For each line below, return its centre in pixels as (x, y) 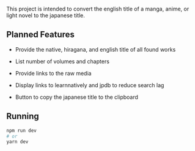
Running (23, 116)
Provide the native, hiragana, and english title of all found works (95, 49)
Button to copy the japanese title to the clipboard (77, 97)
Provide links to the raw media (53, 73)
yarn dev (17, 142)
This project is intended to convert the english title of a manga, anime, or (98, 9)
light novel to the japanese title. (46, 15)
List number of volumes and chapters (62, 61)
